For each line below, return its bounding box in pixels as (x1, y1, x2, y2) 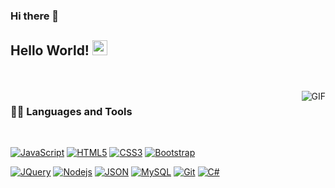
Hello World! (10, 42, 90, 59)
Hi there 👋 (10, 9, 60, 23)
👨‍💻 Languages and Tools (10, 104, 133, 118)
